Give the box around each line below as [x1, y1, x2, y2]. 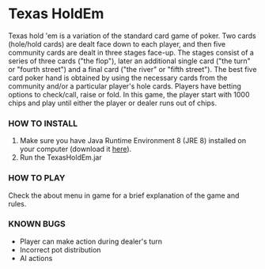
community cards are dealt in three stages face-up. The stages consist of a [8, 47, 255, 57]
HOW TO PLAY [8, 172, 66, 184]
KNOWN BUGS [8, 218, 66, 229]
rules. [8, 199, 27, 208]
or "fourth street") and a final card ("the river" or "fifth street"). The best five [8, 64, 257, 74]
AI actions [19, 253, 53, 263]
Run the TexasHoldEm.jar [19, 153, 102, 162]
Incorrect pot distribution [19, 244, 101, 254]
